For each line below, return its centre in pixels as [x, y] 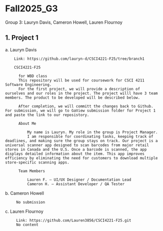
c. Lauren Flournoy [24, 211]
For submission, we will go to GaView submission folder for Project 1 [80, 111]
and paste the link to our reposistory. [47, 115]
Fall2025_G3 [32, 9]
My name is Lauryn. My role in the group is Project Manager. [92, 132]
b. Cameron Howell [25, 193]
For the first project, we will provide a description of [79, 89]
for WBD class [33, 76]
